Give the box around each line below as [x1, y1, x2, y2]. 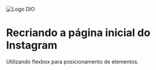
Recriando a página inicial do [6, 26, 151, 39]
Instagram [6, 39, 58, 52]
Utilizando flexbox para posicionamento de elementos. [6, 58, 139, 65]
